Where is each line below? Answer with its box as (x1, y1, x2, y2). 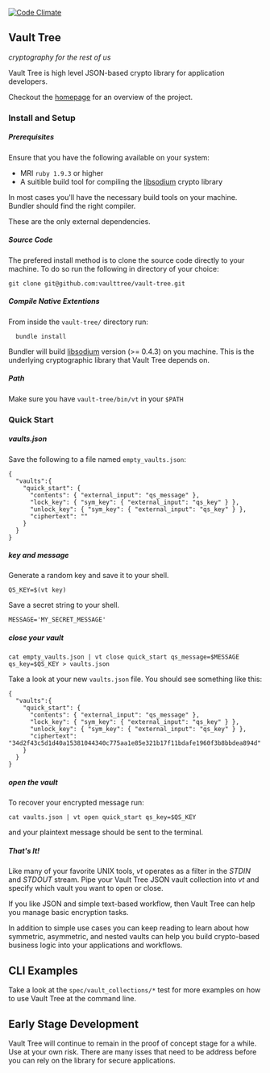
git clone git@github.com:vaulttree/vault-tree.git (8, 279, 185, 288)
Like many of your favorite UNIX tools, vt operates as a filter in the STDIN (8, 867, 251, 876)
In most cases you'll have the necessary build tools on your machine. (8, 192, 238, 202)
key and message (8, 551, 69, 560)
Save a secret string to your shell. (8, 601, 119, 610)
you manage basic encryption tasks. (8, 908, 129, 917)
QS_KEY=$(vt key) (8, 586, 67, 594)
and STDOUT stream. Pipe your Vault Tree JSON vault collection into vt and (8, 875, 260, 884)
